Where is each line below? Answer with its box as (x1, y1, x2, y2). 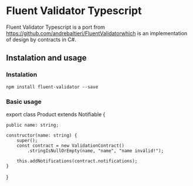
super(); (16, 137, 38, 143)
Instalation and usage (6, 53, 87, 63)
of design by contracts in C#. (6, 36, 76, 43)
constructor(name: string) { (6, 132, 77, 138)
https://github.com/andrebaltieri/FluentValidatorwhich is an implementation (6, 29, 188, 36)
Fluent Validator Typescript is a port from (6, 23, 106, 31)
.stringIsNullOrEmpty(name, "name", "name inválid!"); (27, 148, 164, 154)
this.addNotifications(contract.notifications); (16, 158, 138, 164)
